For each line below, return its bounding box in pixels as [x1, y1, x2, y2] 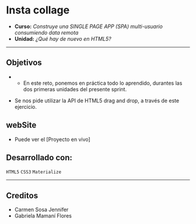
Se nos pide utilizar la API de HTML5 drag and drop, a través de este [14, 97, 180, 104]
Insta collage [6, 4, 70, 17]
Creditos [6, 191, 38, 201]
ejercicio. [14, 103, 37, 110]
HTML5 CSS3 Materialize [6, 169, 62, 175]
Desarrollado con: [6, 153, 73, 163]
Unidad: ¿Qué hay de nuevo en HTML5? [14, 35, 112, 42]
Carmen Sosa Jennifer [14, 206, 69, 213]
